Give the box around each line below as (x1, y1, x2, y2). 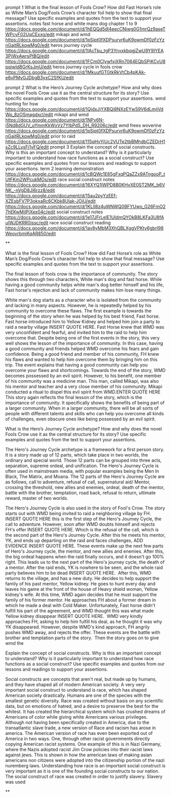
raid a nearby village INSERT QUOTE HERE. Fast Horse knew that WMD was (5, 324, 164, 330)
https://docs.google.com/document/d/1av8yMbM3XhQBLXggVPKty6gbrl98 (5, 225, 164, 231)
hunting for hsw (5, 101, 39, 106)
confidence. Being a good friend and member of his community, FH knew (5, 351, 159, 357)
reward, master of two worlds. (5, 495, 69, 501)
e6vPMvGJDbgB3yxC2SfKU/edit (5, 75, 74, 80)
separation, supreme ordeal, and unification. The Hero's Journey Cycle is (5, 463, 159, 469)
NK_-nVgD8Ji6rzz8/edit (5, 187, 55, 193)
